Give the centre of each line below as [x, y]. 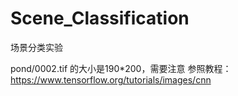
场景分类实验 [36, 47]
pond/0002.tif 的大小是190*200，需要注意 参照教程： [121, 68]
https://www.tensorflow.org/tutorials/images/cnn [111, 79]
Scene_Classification [100, 18]
